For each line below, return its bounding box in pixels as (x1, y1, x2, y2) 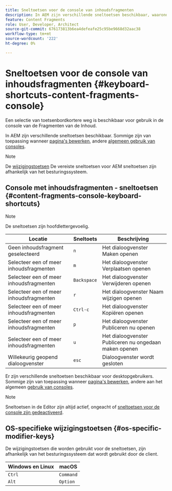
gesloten (102, 360, 123, 367)
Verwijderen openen (102, 280, 151, 287)
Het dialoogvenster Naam (102, 288, 164, 295)
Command (58, 472, 78, 478)
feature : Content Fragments (5, 17, 66, 22)
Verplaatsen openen (102, 265, 151, 272)
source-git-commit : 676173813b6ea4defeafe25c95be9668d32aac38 (5, 27, 141, 32)
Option (58, 479, 75, 485)
